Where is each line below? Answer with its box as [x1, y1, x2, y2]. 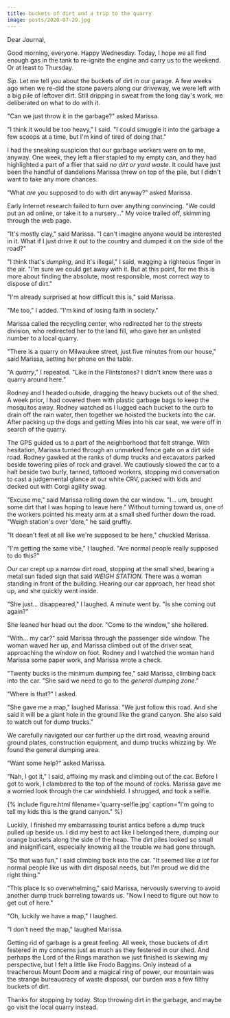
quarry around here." [7, 375, 67, 384]
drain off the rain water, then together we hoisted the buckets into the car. [7, 410, 216, 419]
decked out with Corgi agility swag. [7, 482, 107, 490]
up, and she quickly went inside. [7, 586, 98, 595]
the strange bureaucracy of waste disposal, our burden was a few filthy [7, 975, 209, 983]
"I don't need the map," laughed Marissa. [7, 925, 124, 933]
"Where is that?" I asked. [7, 689, 78, 698]
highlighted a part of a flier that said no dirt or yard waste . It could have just [7, 160, 221, 168]
